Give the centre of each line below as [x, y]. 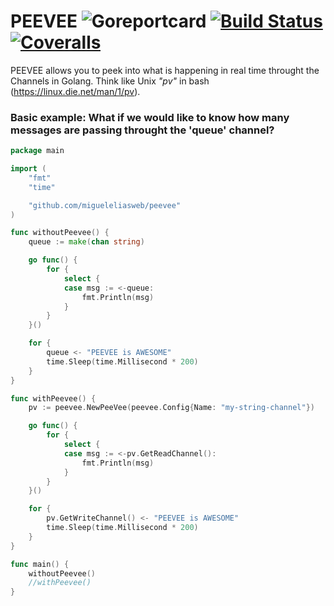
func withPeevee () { [53, 398]
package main [37, 151]
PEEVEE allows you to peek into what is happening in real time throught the [165, 70]
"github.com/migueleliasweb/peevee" [105, 205]
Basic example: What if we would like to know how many [150, 117]
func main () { [40, 564]
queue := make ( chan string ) [86, 242]
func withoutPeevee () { [60, 233]
